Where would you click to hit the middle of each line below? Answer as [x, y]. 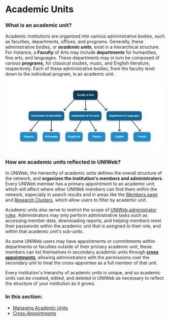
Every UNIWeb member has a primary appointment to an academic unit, [80, 184]
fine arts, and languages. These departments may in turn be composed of [82, 58]
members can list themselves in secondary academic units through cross [82, 252]
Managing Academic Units [40, 308]
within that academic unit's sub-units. [45, 232]
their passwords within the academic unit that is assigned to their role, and [83, 226]
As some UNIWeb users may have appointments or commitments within [80, 241]
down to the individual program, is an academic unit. [60, 74]
